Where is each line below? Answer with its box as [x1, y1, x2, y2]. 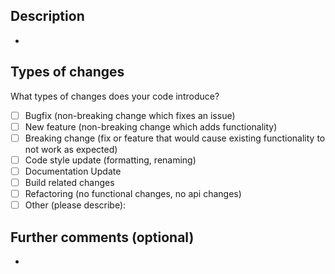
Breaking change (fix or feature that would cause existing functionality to [24, 132, 326, 144]
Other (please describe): [24, 199, 127, 211]
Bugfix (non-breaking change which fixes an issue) [24, 109, 236, 121]
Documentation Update [24, 165, 122, 177]
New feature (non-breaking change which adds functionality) [24, 120, 278, 133]
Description [10, 8, 85, 25]
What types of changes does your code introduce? [10, 90, 220, 102]
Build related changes [24, 176, 115, 188]
